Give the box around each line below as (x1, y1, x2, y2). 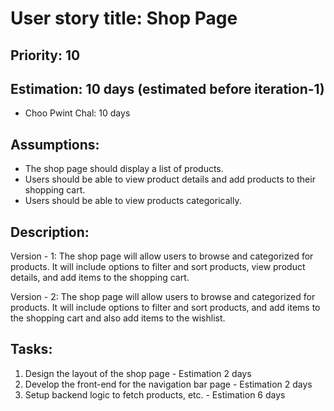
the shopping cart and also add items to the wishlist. (10, 312, 226, 324)
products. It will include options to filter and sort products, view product (10, 261, 306, 273)
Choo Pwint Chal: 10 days (24, 107, 131, 119)
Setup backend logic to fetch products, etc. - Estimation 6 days (24, 388, 286, 401)
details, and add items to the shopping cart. (10, 272, 190, 284)
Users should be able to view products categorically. (24, 195, 242, 207)
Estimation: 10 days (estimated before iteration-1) (10, 80, 325, 97)
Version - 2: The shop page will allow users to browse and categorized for (10, 291, 316, 303)
